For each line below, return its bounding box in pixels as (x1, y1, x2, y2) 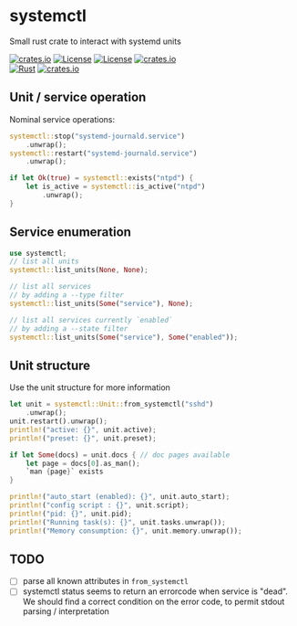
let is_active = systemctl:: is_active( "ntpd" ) (26, 182, 206, 192)
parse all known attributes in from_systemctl (22, 576, 189, 587)
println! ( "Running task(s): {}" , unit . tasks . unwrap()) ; (9, 517, 226, 526)
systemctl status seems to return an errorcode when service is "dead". (22, 586, 289, 597)
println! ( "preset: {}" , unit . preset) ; (9, 433, 157, 443)
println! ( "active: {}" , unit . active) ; (9, 425, 157, 434)
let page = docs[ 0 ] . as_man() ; (26, 459, 141, 468)
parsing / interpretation (22, 606, 109, 617)
